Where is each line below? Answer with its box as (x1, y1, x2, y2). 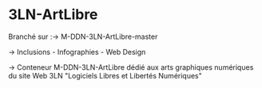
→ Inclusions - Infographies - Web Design (8, 47, 146, 56)
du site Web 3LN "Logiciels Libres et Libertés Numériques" (8, 71, 202, 80)
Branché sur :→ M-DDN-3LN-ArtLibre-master (8, 32, 158, 41)
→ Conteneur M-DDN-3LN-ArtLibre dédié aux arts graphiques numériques (8, 62, 254, 72)
